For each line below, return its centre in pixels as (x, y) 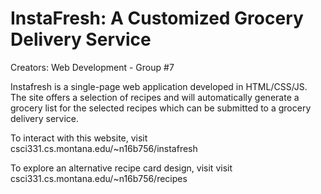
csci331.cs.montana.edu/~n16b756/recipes (99, 178)
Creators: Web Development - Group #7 (92, 67)
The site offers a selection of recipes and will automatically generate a (155, 97)
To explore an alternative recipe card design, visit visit (121, 168)
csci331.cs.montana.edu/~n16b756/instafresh (104, 148)
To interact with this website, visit (79, 138)
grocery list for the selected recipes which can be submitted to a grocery (161, 108)
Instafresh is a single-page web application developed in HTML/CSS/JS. (159, 86)
